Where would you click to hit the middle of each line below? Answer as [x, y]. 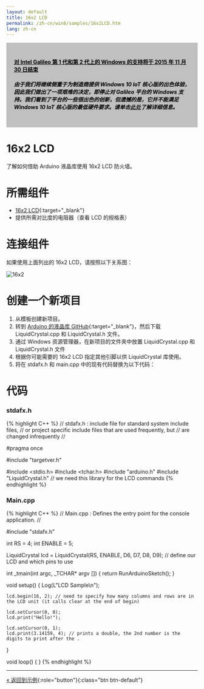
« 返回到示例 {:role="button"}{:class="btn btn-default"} [75, 680]
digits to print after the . [43, 639]
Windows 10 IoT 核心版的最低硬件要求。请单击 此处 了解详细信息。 [96, 107]
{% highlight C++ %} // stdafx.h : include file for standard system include [98, 424]
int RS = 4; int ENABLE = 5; [40, 543]
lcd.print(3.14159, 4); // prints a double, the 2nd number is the [93, 634]
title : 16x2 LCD [27, 18]
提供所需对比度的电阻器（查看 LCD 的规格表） [73, 217]
